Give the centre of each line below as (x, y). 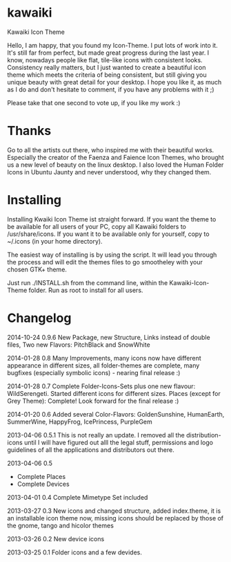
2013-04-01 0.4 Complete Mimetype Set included (78, 497)
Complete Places (41, 476)
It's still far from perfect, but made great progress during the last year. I (108, 53)
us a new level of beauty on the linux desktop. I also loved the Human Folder (115, 165)
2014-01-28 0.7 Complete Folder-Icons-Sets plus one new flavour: (101, 386)
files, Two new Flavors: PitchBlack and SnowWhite (79, 345)
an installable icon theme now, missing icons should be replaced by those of (115, 518)
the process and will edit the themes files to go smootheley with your (105, 262)
